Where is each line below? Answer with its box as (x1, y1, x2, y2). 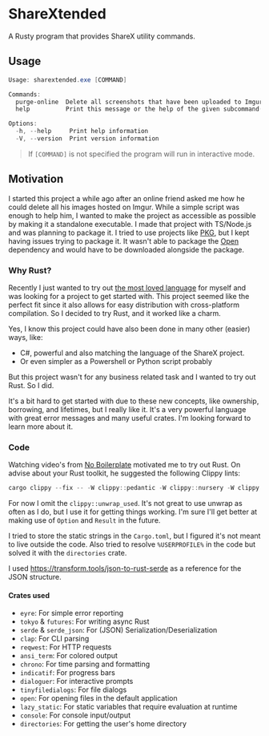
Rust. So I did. (8, 380, 54, 390)
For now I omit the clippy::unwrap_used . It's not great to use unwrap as (8, 499, 243, 508)
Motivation (8, 172, 64, 186)
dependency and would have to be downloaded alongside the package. (8, 245, 245, 254)
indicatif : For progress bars (19, 668, 116, 677)
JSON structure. (8, 572, 62, 582)
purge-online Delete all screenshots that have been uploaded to (15, 98, 242, 106)
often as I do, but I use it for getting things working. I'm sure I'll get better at (8, 507, 258, 517)
